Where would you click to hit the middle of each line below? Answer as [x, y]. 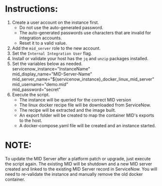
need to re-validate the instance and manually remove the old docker [74, 174]
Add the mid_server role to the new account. [56, 48]
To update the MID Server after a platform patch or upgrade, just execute [78, 158]
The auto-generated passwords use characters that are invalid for [85, 33]
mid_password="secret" [36, 89]
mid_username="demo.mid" [40, 84]
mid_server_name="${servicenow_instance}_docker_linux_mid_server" [83, 79]
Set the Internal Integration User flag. [52, 53]
